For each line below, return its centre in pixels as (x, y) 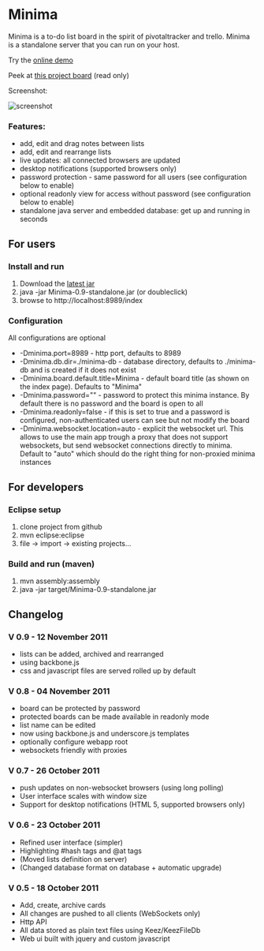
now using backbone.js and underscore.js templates (104, 734)
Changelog (36, 614)
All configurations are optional (57, 338)
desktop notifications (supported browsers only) (98, 169)
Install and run (36, 266)
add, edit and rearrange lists (65, 152)
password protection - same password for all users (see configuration (133, 177)
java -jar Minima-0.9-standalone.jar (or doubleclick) (103, 292)
